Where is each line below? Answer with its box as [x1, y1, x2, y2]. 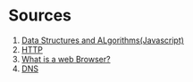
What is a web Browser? [21, 53, 111, 64]
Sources [8, 5, 72, 26]
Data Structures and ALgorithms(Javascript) [21, 35, 185, 45]
